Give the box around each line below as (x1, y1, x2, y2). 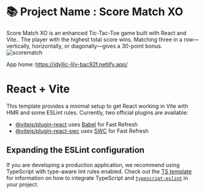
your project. (6, 181, 39, 188)
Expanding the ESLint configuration (6, 145, 145, 155)
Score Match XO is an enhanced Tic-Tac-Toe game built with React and (6, 29, 187, 37)
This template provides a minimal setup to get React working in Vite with (6, 102, 188, 110)
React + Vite (6, 82, 70, 96)
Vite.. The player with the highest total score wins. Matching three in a (6, 35, 182, 43)
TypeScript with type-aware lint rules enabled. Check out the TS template (6, 168, 192, 175)
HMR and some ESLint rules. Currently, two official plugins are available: (6, 108, 188, 116)
